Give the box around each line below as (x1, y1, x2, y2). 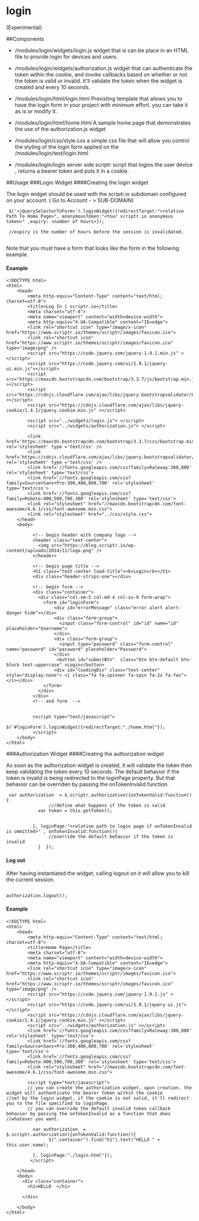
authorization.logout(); (6, 893, 68, 899)
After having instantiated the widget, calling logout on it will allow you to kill (6, 870, 190, 877)
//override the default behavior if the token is (48, 834, 174, 840)
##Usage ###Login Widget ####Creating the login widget (6, 179, 149, 186)
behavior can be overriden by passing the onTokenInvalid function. (6, 781, 169, 788)
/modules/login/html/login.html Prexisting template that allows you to (14, 95, 182, 102)
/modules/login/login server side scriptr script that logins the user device (14, 161, 193, 168)
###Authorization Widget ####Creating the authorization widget (6, 750, 164, 757)
